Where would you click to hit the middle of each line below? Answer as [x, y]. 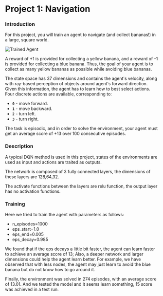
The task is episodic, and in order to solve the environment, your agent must [81, 129]
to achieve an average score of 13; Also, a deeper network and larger [74, 254]
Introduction [20, 24]
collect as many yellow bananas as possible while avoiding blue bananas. [79, 69]
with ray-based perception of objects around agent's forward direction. [76, 84]
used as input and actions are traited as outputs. [54, 162]
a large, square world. [27, 40]
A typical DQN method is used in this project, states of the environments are [81, 157]
